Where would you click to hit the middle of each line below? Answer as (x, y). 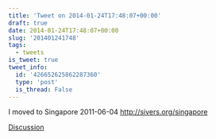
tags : (17, 45)
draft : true (28, 23)
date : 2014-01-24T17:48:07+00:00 (64, 30)
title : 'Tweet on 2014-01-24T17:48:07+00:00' (85, 15)
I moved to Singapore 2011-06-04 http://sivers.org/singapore (108, 112)
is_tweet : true (33, 60)
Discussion (26, 127)
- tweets (30, 52)
